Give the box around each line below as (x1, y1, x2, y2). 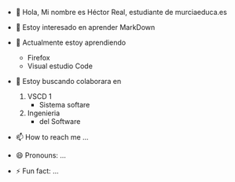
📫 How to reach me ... (15, 133, 89, 141)
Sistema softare (39, 100, 90, 109)
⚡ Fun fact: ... (15, 166, 59, 176)
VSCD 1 (27, 92, 53, 101)
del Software (39, 117, 81, 126)
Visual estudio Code (27, 61, 93, 71)
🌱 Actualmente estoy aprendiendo (15, 38, 127, 47)
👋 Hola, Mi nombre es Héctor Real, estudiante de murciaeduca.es (15, 8, 228, 16)
